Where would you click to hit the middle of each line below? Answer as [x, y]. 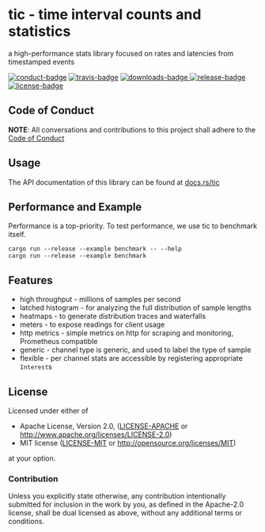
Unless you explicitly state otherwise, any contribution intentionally [117, 496]
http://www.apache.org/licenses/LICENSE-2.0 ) [96, 434]
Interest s [36, 367]
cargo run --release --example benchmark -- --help [95, 249]
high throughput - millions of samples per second [100, 300]
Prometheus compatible [59, 342]
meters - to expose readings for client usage [92, 325]
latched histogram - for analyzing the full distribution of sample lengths [135, 308]
